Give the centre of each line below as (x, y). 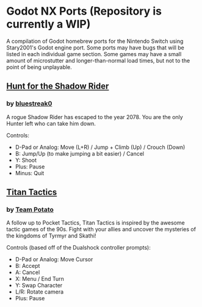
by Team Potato (30, 209)
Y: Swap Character (39, 286)
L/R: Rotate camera (39, 292)
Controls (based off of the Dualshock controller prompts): (78, 248)
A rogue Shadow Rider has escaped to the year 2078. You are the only (95, 117)
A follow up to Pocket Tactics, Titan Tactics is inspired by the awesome (96, 223)
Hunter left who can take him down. (51, 123)
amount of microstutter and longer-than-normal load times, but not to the (98, 60)
